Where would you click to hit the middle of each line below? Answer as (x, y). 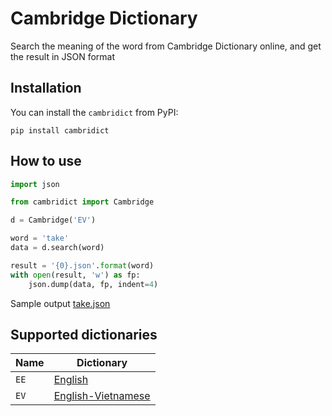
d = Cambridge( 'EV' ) (53, 220)
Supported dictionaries (84, 334)
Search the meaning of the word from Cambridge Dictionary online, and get (166, 46)
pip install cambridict (60, 130)
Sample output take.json (60, 303)
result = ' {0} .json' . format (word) (82, 265)
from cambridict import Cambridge (82, 202)
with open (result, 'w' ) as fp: (75, 275)
